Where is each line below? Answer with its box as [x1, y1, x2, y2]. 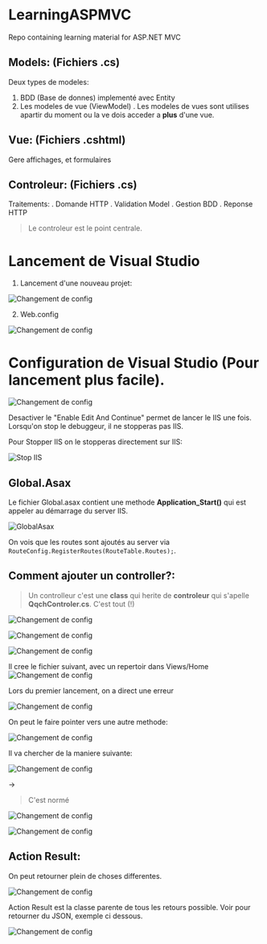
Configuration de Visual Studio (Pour [8, 353, 260, 372]
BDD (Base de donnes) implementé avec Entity [19, 93, 175, 102]
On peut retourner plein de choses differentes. [8, 871, 162, 880]
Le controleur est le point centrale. [27, 223, 142, 233]
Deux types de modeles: [8, 77, 89, 86]
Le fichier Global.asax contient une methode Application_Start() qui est [8, 497, 247, 507]
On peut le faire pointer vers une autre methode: [8, 717, 169, 726]
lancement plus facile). [8, 371, 165, 389]
